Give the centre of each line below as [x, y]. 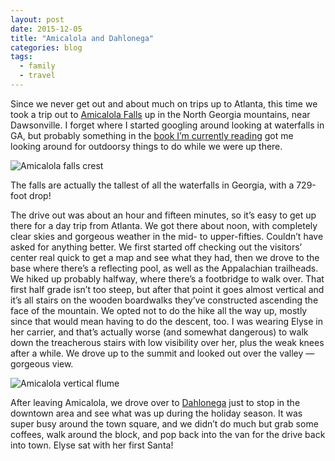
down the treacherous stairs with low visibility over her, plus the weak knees [167, 342]
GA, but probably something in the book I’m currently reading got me [152, 135]
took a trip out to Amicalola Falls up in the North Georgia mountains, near [160, 114]
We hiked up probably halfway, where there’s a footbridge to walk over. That [167, 278]
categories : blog [46, 47]
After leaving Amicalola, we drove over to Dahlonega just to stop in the [155, 402]
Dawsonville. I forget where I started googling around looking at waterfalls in [167, 125]
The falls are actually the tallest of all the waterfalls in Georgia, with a [152, 185]
